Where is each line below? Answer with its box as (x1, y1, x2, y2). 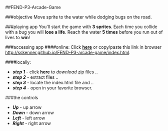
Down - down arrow (12, 110, 54, 115)
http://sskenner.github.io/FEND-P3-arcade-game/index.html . (5, 50, 131, 55)
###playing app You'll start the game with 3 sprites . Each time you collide (5, 24, 157, 30)
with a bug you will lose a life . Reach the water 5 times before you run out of (5, 29, 163, 35)
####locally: (5, 59, 31, 65)
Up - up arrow (12, 104, 41, 110)
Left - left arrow (12, 115, 45, 121)
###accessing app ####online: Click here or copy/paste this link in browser (5, 44, 161, 50)
